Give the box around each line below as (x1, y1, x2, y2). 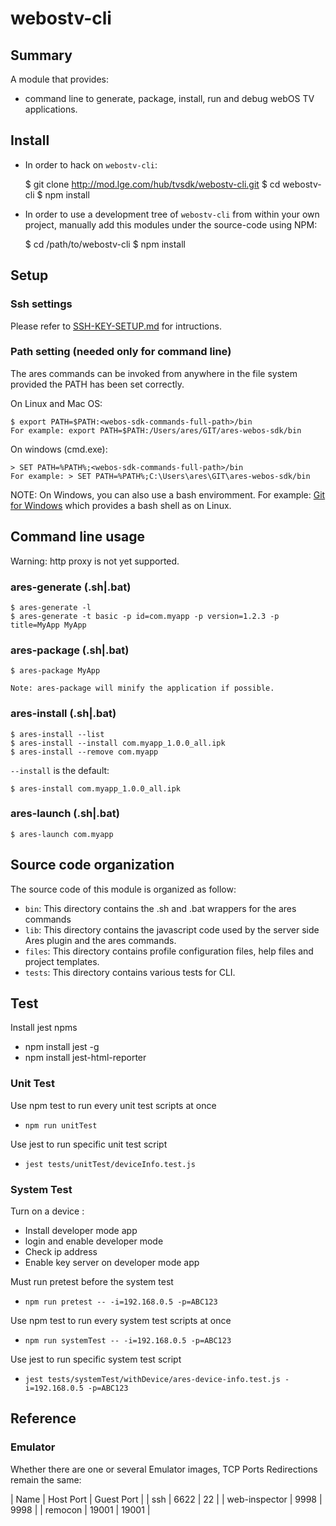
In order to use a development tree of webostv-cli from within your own (24, 208, 320, 220)
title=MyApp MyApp (10, 620, 87, 630)
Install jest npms (10, 1022, 78, 1034)
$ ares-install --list (10, 729, 105, 739)
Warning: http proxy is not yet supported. (10, 555, 180, 567)
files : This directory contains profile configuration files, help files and (24, 945, 314, 957)
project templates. (24, 955, 100, 967)
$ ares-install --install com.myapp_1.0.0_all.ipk (10, 738, 226, 748)
